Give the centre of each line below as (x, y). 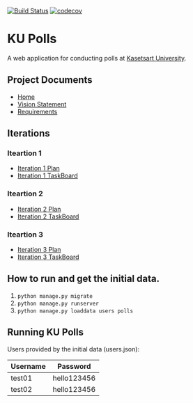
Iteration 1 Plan (39, 168)
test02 (22, 389)
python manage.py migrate (55, 296)
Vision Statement (42, 104)
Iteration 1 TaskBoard (47, 176)
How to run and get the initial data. (84, 279)
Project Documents (50, 80)
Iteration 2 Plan (39, 209)
